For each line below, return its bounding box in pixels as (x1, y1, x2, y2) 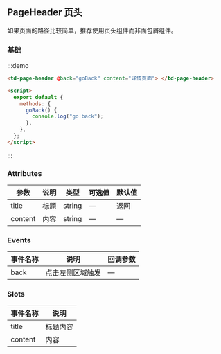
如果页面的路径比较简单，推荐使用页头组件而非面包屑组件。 (7, 26, 177, 35)
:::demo (7, 62, 29, 70)
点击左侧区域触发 (45, 268, 102, 278)
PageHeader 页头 (7, 6, 83, 19)
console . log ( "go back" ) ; (32, 113, 104, 120)
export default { (13, 94, 64, 100)
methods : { (19, 100, 51, 107)
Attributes (7, 168, 42, 178)
